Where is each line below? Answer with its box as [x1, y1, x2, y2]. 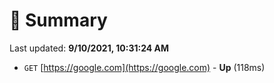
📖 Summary [9, 9, 108, 32]
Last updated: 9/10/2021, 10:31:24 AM [9, 42, 170, 54]
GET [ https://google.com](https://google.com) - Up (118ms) [23, 61, 266, 73]
